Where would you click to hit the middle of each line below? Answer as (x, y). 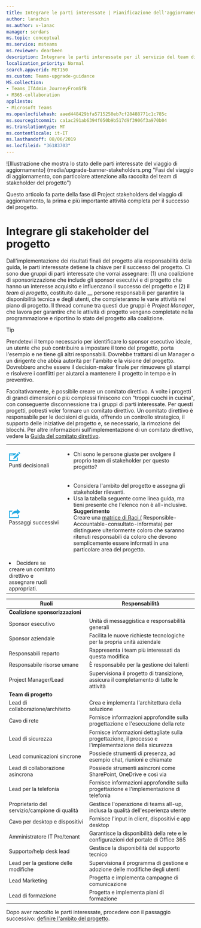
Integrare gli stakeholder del (78, 232)
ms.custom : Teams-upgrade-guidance (51, 76)
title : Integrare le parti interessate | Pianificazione (79, 13)
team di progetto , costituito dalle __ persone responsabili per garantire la (95, 293)
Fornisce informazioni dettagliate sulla (136, 732)
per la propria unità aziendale (125, 641)
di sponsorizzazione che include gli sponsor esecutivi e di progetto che (94, 280)
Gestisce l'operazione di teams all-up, (136, 804)
